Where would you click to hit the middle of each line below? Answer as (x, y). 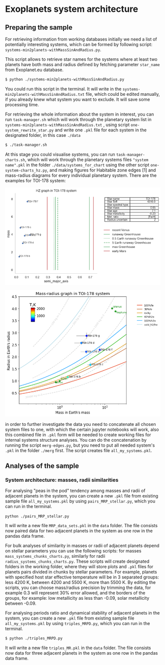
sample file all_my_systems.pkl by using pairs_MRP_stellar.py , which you (80, 501)
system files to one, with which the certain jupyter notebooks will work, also (82, 429)
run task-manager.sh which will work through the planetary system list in (78, 119)
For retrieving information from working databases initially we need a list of (81, 39)
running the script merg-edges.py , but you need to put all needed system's (80, 445)
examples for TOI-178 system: (35, 180)
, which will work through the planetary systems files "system (87, 160)
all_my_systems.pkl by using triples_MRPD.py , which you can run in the (78, 623)
